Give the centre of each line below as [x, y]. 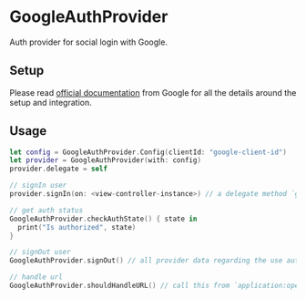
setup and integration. [51, 102]
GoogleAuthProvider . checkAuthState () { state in [103, 219]
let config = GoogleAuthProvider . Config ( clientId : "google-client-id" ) [148, 152]
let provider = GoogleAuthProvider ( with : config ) [106, 160]
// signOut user [40, 253]
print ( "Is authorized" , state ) [77, 227]
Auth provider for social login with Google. [89, 42]
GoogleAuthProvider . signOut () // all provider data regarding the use [146, 261]
